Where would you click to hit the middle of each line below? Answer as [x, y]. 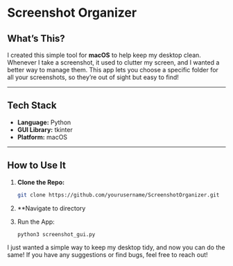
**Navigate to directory [51, 208]
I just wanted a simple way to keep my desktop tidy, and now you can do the [116, 247]
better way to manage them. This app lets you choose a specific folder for [113, 70]
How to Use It [36, 166]
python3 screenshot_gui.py [56, 234]
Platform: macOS [42, 137]
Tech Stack [32, 106]
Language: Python [44, 122]
